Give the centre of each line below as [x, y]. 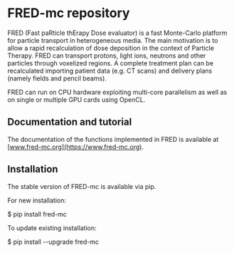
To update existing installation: [52, 228]
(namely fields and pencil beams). [57, 78]
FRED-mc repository [69, 13]
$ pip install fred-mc [37, 214]
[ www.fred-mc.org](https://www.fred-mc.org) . [76, 147]
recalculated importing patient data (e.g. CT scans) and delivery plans [110, 71]
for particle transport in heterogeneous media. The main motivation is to [113, 40]
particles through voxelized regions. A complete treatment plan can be [111, 63]
